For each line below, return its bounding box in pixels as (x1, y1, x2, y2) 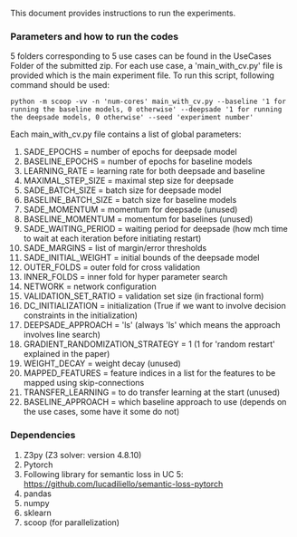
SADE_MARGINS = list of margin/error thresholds (23, 243, 207, 254)
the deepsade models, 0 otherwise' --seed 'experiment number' (10, 113, 254, 122)
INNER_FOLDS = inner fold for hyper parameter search (23, 272, 228, 283)
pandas (23, 488, 53, 499)
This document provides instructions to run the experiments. (10, 8, 236, 18)
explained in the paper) (23, 349, 110, 360)
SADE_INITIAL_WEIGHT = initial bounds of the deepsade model (23, 253, 260, 264)
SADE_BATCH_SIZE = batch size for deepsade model (23, 185, 222, 196)
